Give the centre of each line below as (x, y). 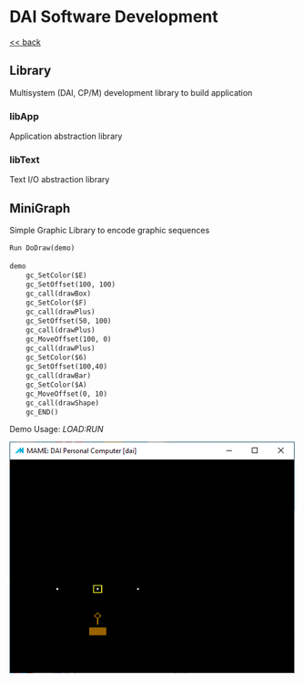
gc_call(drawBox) (59, 294)
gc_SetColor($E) (57, 275)
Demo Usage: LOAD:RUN (56, 429)
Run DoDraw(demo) (42, 248)
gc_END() (42, 412)
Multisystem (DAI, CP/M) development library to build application (131, 92)
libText (25, 160)
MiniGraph (40, 208)
